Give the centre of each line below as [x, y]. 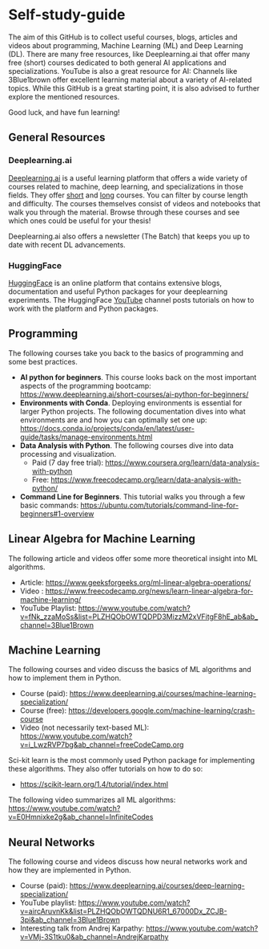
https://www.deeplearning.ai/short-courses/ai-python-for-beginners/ [134, 394]
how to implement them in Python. [65, 678]
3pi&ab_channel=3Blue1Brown [70, 920]
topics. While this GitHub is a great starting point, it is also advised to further [134, 88]
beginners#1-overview [57, 513]
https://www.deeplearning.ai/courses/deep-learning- [157, 886]
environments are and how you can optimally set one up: [113, 420]
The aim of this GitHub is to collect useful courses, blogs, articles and [123, 37]
